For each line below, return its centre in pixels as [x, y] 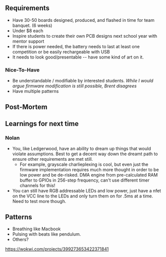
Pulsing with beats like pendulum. [47, 234]
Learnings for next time [42, 124]
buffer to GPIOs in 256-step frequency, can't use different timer [84, 180]
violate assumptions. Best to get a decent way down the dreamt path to [85, 154]
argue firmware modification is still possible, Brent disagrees [75, 86]
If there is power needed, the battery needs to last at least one [76, 46]
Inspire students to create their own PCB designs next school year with [85, 36]
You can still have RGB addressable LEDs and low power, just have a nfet [86, 191]
